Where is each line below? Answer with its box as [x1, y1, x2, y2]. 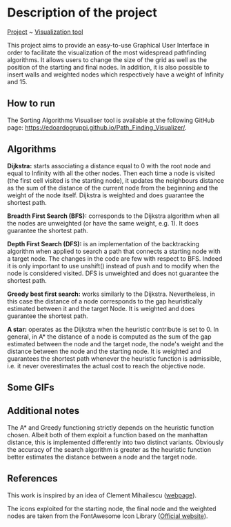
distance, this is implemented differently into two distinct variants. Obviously [7, 438, 224, 446]
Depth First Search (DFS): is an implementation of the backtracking [7, 239, 200, 248]
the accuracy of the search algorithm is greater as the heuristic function [7, 445, 212, 453]
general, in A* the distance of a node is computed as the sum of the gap [7, 332, 212, 341]
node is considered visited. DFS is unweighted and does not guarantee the [7, 269, 219, 277]
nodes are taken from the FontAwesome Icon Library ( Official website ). [7, 512, 208, 520]
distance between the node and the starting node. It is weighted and [7, 347, 201, 355]
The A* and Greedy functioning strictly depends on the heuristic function [7, 423, 214, 432]
